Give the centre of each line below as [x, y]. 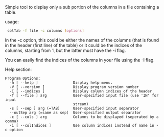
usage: [12, 22]
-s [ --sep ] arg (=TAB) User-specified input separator [74, 108]
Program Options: [23, 78]
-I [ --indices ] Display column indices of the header [81, 91]
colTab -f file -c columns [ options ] [46, 31]
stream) [81, 104]
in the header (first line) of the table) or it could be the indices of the [74, 45]
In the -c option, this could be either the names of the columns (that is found [82, 40]
